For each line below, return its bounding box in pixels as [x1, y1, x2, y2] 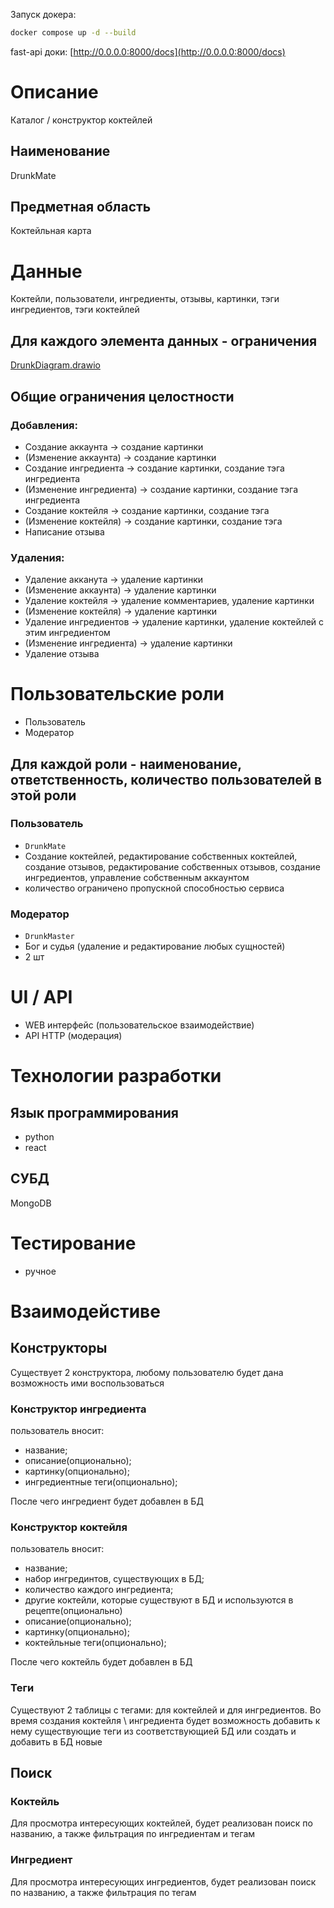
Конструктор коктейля [10, 1520, 128, 1534]
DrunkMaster [24, 932, 75, 942]
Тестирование [10, 1232, 137, 1255]
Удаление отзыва [24, 648, 100, 660]
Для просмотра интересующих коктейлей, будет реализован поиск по [10, 1817, 313, 1829]
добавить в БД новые [10, 1735, 103, 1748]
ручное [24, 1265, 57, 1277]
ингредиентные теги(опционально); [24, 1476, 178, 1488]
